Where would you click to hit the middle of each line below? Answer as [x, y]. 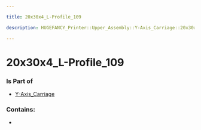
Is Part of [19, 81]
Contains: [21, 109]
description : [22, 27]
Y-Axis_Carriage [35, 94]
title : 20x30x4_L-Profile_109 [44, 17]
